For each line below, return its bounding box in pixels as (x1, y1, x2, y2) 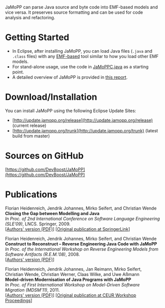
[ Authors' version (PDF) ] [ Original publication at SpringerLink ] (5, 226, 130, 232)
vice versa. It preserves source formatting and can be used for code (5, 9, 143, 15)
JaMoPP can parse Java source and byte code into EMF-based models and (5, 4, 158, 10)
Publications (5, 189, 57, 200)
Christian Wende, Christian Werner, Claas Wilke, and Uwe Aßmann (5, 271, 140, 277)
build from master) (12, 133, 50, 139)
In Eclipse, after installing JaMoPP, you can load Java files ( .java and (12, 48, 153, 54)
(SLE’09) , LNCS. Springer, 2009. (5, 221, 71, 227)
